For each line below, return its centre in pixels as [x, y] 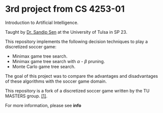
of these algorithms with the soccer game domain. [56, 81]
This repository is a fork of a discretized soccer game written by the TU [77, 90]
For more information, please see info [43, 105]
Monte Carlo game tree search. [44, 67]
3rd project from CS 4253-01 [65, 9]
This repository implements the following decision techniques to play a [77, 41]
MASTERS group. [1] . [26, 96]
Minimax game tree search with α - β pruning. [58, 61]
